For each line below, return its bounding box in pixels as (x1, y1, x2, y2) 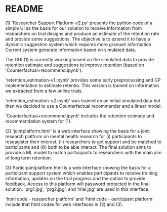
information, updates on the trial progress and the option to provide (5, 175, 146, 181)
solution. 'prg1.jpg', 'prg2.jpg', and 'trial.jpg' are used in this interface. (5, 186, 150, 192)
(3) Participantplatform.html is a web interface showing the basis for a (5, 164, 151, 171)
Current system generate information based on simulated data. (5, 47, 137, 53)
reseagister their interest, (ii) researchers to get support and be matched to (5, 139, 162, 145)
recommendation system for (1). (5, 118, 72, 124)
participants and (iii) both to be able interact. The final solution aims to (5, 144, 152, 150)
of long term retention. (5, 155, 52, 161)
